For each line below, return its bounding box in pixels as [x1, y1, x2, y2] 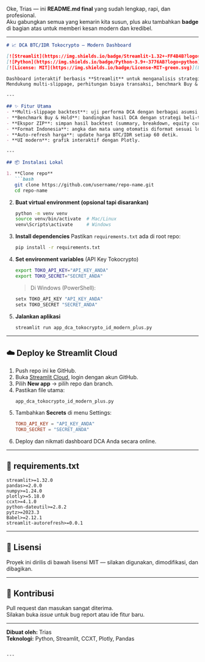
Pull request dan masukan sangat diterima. [6, 605, 114, 612]
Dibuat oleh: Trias [6, 628, 52, 636]
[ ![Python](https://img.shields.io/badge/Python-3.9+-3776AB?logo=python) [6, 59, 201, 65]
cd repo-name [14, 187, 48, 194]
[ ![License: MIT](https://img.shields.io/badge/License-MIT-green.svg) [6, 64, 192, 71]
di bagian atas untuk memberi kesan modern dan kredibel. [6, 24, 153, 32]
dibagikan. [6, 565, 33, 572]
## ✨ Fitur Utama [6, 103, 52, 109]
